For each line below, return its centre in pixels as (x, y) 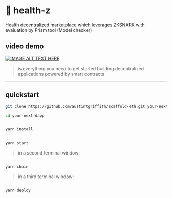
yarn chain (17, 167)
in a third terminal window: (46, 177)
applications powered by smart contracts (61, 74)
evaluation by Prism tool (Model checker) (49, 30)
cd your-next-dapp (25, 116)
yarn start (17, 143)
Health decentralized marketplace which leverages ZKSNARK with (75, 25)
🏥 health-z (28, 10)
